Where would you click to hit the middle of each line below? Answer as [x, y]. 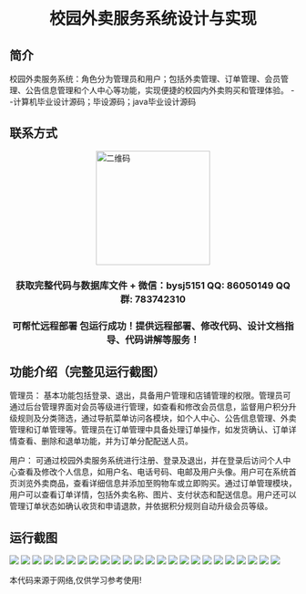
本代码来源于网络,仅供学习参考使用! [76, 580]
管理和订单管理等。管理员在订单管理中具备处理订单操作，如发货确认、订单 [149, 430]
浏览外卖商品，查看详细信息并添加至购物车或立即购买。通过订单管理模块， [157, 484]
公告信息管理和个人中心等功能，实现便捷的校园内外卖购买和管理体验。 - [160, 90]
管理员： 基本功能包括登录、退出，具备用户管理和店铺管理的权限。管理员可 [150, 396]
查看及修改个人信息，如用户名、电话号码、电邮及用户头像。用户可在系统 [153, 472]
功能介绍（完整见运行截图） [87, 372]
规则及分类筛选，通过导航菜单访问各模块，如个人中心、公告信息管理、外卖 [157, 418]
